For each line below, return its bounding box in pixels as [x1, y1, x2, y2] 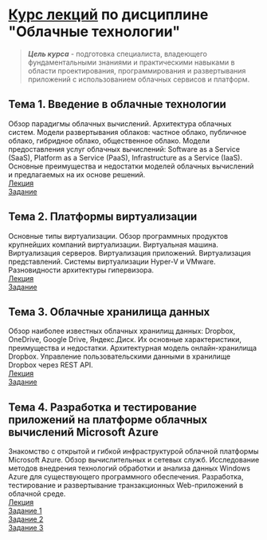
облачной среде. [8, 489, 66, 498]
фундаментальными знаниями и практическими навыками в [27, 58, 235, 67]
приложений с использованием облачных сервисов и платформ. [27, 74, 250, 84]
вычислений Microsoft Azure [8, 425, 159, 439]
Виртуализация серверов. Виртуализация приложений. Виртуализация [8, 248, 251, 257]
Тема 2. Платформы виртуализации [8, 210, 198, 224]
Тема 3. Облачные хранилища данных [8, 305, 210, 319]
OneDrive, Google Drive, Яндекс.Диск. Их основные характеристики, [8, 335, 241, 344]
